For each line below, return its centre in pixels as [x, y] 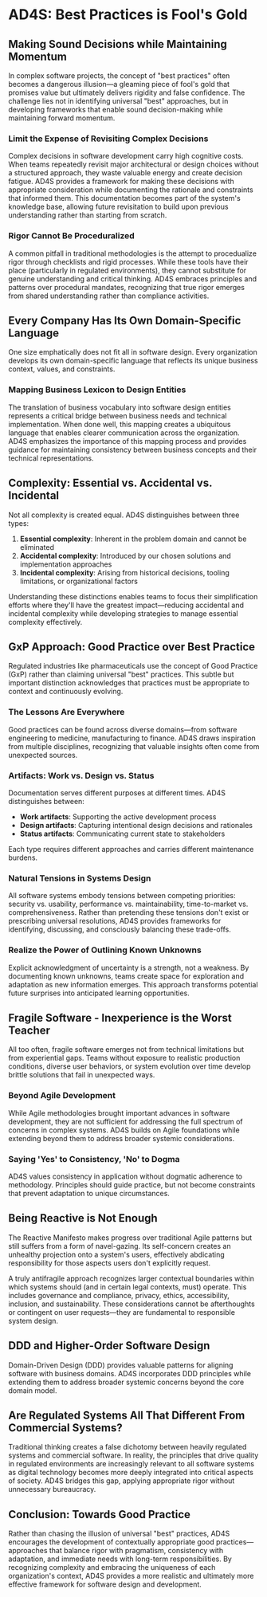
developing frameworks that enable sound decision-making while [116, 110]
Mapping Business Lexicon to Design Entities [97, 390]
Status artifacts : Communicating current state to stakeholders [122, 834]
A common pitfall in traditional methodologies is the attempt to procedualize [133, 253]
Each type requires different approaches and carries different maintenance [131, 849]
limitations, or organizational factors [79, 581]
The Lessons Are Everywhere [67, 712]
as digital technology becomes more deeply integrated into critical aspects [131, 1473]
